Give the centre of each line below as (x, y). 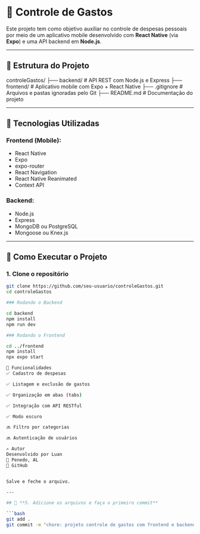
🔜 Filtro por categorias (38, 427)
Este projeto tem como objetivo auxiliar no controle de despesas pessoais (97, 29)
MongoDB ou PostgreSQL (46, 226)
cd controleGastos (29, 292)
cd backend (20, 314)
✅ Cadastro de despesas (36, 374)
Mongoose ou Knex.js (41, 233)
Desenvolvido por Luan (34, 455)
